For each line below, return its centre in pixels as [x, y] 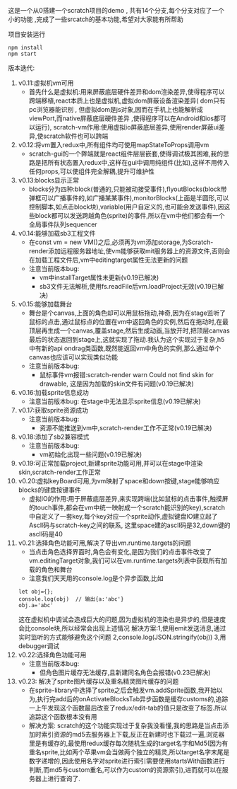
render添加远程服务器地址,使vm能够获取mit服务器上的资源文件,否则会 [129, 251]
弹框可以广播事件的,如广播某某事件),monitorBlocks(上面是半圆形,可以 [129, 198]
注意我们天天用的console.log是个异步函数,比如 [96, 578]
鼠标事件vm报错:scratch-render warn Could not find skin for [127, 375]
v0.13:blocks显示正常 [49, 180]
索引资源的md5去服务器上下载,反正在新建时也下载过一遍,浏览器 [133, 734]
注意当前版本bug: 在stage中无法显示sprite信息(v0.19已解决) [115, 401]
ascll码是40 [45, 534]
